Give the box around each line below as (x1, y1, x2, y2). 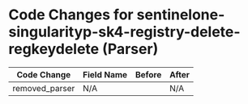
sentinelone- (136, 6, 225, 24)
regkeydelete (8, 40, 100, 58)
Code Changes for (8, 6, 134, 24)
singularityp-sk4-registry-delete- (8, 23, 241, 41)
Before (135, 69, 162, 80)
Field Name (82, 69, 128, 80)
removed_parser (12, 82, 75, 94)
